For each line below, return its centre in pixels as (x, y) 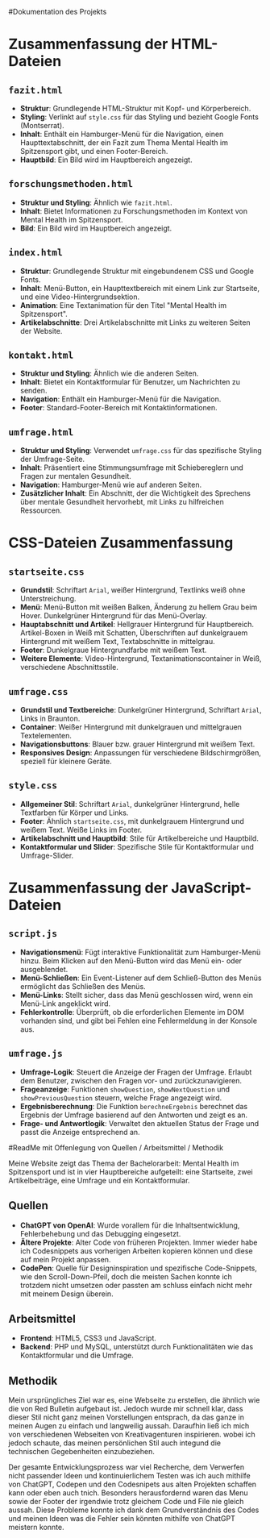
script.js (33, 934)
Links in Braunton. (50, 719)
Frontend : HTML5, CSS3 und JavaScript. (88, 1338)
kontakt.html (41, 355)
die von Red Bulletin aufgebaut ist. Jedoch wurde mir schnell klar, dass (126, 1409)
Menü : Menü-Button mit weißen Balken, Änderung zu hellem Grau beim (139, 607)
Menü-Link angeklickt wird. (65, 1004)
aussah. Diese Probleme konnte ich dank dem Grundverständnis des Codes (134, 1510)
